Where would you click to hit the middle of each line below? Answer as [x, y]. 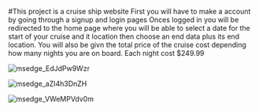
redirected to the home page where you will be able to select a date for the [129, 28]
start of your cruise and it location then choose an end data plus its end [124, 36]
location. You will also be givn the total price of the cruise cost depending [127, 45]
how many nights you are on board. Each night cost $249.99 [106, 53]
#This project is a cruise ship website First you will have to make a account [129, 11]
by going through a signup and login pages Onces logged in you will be [124, 20]
